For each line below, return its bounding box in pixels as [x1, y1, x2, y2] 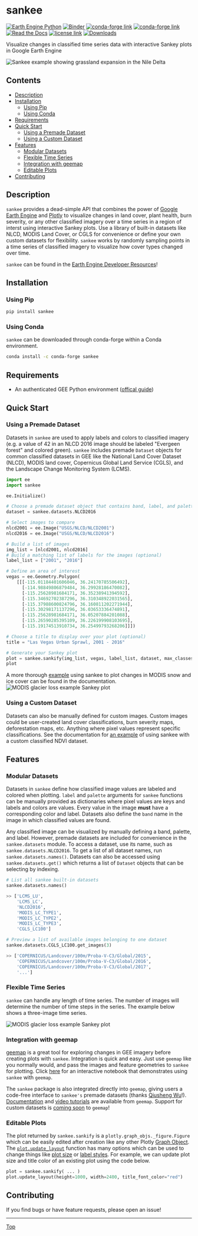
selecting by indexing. [6, 866, 60, 873]
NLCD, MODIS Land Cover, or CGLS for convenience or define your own [6, 231, 181, 238]
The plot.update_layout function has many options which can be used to [6, 1145, 184, 1152]
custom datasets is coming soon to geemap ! [6, 1104, 110, 1111]
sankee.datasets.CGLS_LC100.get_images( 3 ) [6, 942, 112, 948]
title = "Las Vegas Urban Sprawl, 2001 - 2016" [6, 639, 126, 645]
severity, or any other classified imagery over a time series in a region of [6, 218, 181, 225]
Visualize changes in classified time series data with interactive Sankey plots [6, 41, 192, 48]
